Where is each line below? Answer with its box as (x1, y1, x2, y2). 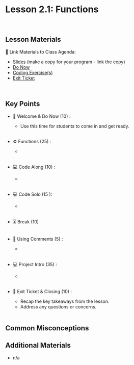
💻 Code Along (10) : (12, 164, 56, 170)
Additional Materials (5, 341, 71, 350)
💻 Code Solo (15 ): (12, 191, 52, 197)
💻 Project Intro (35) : (12, 261, 57, 267)
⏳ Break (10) (12, 218, 39, 225)
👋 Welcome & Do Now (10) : (12, 113, 71, 119)
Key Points (5, 99, 40, 108)
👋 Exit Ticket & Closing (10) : (12, 288, 72, 294)
